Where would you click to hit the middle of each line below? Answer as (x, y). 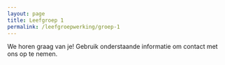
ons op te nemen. (32, 54)
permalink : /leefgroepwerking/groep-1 (64, 27)
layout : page (26, 14)
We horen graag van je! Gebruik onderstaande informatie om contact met (112, 47)
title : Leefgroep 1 (36, 20)
